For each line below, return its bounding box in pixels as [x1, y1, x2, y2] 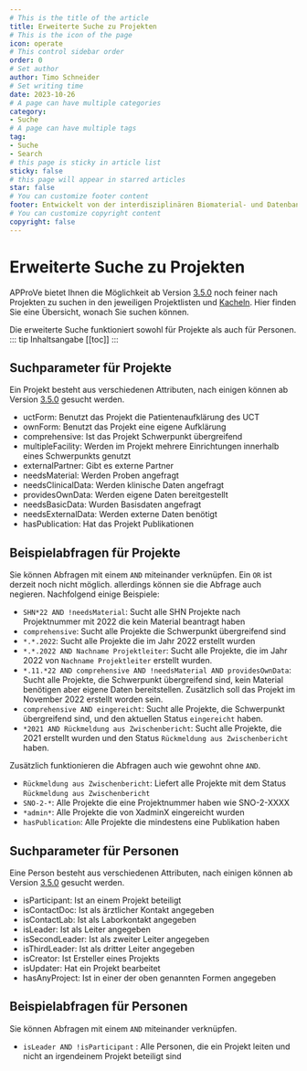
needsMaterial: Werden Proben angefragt [22, 470, 180, 481]
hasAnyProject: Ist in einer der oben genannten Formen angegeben [22, 972, 277, 983]
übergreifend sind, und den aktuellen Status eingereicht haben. [22, 714, 263, 725]
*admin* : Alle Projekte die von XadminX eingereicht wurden [22, 807, 245, 818]
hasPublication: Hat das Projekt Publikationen [22, 518, 195, 530]
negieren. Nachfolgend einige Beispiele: [9, 589, 160, 599]
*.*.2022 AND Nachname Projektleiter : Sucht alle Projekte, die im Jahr [22, 645, 288, 656]
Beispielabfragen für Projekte [9, 545, 181, 560]
